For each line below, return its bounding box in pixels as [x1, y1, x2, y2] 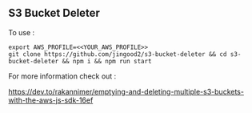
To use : [8, 27, 35, 37]
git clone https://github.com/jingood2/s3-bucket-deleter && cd [8, 50, 227, 59]
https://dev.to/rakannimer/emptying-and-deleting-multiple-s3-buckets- [8, 87, 244, 96]
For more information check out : [8, 71, 117, 81]
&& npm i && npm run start [62, 57, 152, 65]
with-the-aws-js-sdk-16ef [8, 95, 94, 105]
